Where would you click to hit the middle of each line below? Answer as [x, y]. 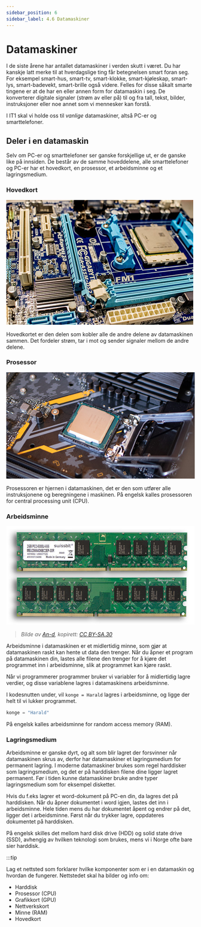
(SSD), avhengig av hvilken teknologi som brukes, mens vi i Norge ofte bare [99, 840]
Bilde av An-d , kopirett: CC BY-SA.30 [66, 635]
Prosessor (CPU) [36, 893]
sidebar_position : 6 [32, 13]
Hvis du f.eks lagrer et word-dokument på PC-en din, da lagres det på [92, 796]
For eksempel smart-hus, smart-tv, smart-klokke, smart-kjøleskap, [88, 78]
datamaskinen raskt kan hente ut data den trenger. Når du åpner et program [100, 653]
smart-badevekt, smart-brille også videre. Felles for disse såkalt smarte [104, 85]
